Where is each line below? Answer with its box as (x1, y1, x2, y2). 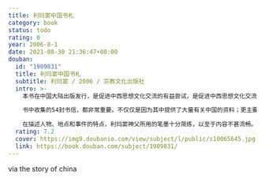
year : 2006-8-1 (8, 41, 58, 49)
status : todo (8, 26, 51, 34)
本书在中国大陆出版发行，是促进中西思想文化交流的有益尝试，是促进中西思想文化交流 (22, 92, 258, 100)
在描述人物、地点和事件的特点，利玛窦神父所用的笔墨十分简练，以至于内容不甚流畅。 (22, 120, 258, 128)
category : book (8, 19, 58, 27)
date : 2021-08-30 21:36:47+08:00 (8, 48, 118, 56)
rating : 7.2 (15, 127, 55, 136)
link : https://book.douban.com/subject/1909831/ (15, 142, 178, 150)
